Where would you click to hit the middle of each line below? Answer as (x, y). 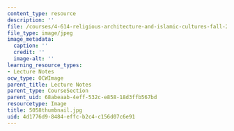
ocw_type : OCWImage (36, 78)
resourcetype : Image (37, 104)
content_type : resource (42, 14)
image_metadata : (31, 40)
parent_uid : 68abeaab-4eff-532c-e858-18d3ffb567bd (82, 98)
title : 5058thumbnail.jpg (45, 110)
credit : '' (29, 53)
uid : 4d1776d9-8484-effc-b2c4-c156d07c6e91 (71, 116)
